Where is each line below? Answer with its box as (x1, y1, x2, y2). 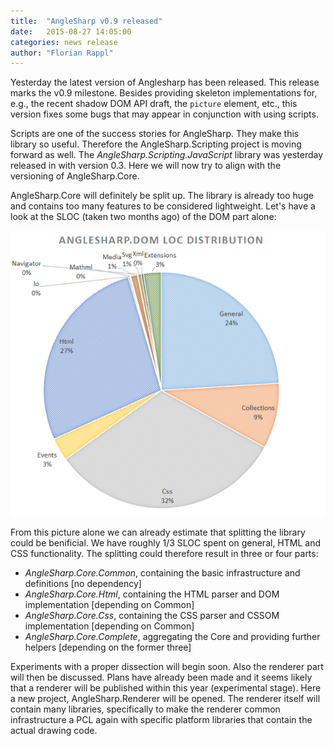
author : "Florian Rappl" (10, 48, 114, 58)
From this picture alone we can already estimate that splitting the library (10, 526, 306, 538)
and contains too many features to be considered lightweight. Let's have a (10, 200, 316, 212)
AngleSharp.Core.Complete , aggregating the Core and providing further (24, 630, 321, 642)
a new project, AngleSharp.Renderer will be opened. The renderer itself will (10, 692, 321, 704)
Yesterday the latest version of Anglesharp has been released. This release (10, 76, 320, 89)
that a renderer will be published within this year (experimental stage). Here (10, 681, 322, 694)
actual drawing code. (10, 724, 98, 736)
